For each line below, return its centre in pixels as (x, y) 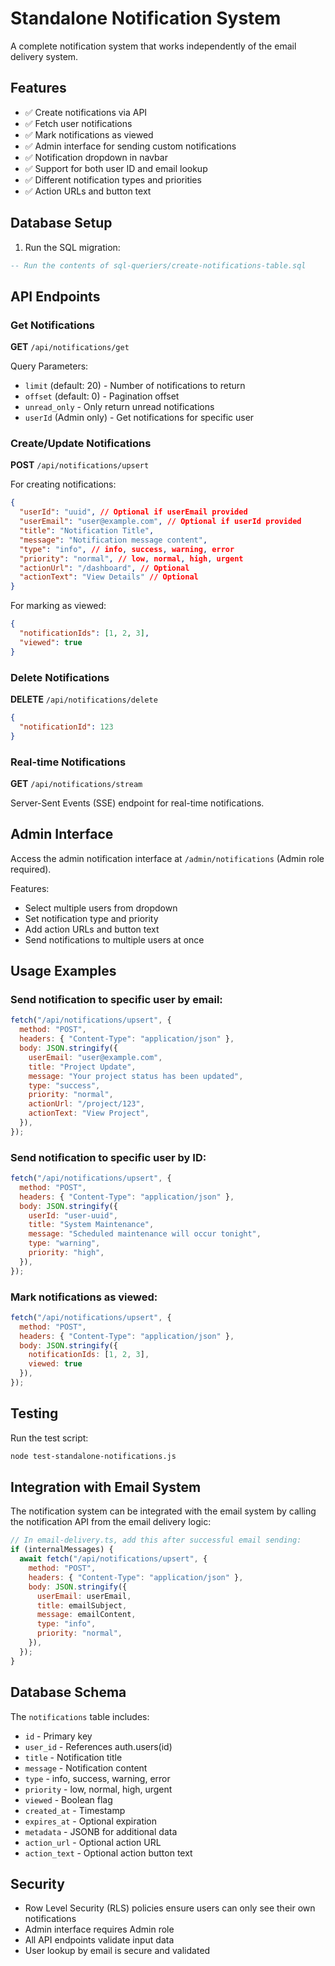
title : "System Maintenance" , (91, 1225)
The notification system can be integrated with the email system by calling (163, 1511)
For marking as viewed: (58, 606)
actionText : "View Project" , (89, 1113)
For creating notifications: (63, 484)
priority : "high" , (66, 1253)
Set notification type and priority (91, 918)
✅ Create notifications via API (86, 112)
